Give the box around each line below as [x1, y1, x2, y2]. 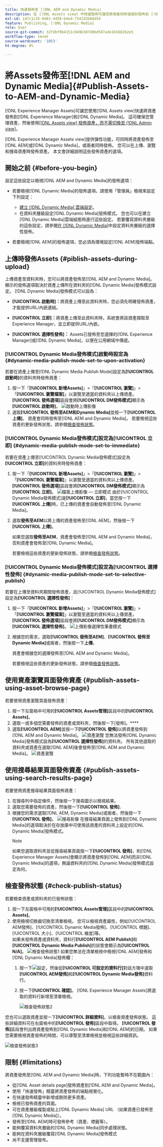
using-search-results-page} [5, 774, 93, 782]
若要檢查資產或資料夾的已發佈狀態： [5, 895, 78, 902]
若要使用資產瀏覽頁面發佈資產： [5, 697, 69, 703]
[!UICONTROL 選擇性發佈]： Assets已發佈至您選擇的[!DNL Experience [12, 331, 153, 337]
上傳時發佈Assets [5, 255, 59, 263]
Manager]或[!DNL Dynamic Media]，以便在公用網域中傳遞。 [12, 337, 132, 343]
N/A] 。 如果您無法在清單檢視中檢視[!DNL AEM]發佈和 [12, 948, 152, 954]
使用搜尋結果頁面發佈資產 [5, 766, 81, 774]
